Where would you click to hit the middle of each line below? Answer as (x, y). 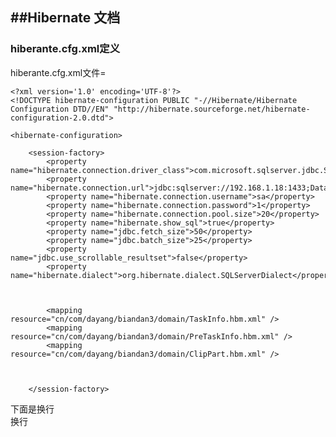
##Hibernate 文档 (65, 18)
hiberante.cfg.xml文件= (58, 72)
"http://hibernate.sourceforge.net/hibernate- (212, 109)
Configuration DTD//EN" (60, 109)
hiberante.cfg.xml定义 (65, 49)
